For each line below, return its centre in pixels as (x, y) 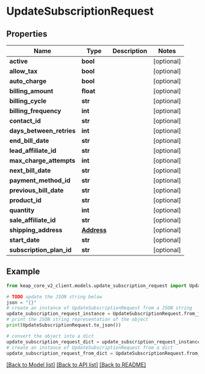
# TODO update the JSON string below (54, 297)
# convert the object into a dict (50, 336)
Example (23, 272)
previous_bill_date (37, 190)
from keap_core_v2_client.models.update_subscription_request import (97, 285)
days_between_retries (43, 131)
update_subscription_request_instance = (59, 314)
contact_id (25, 121)
